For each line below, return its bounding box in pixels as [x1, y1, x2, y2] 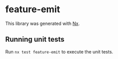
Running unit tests [5, 35, 65, 44]
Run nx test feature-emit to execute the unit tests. [5, 48, 113, 54]
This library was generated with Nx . [5, 20, 80, 26]
